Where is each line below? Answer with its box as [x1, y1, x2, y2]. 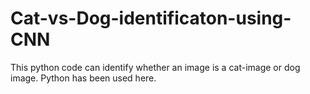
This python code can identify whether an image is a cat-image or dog [10, 61, 301, 73]
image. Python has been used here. [10, 72, 157, 84]
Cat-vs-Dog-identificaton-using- [10, 7, 292, 30]
